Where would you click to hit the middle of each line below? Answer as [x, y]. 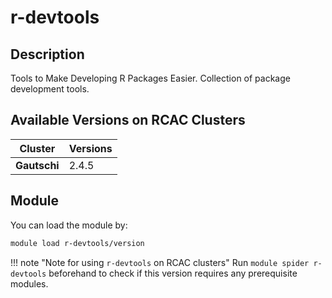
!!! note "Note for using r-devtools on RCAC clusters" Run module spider [160, 262]
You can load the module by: [69, 225]
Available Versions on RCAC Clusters [128, 120]
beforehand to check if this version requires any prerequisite [173, 273]
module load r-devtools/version [77, 243]
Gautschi [37, 165]
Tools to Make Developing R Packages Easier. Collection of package [150, 78]
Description [47, 54]
